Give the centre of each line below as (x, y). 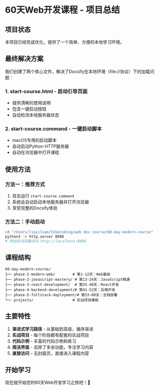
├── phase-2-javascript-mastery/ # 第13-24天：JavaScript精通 (68, 279)
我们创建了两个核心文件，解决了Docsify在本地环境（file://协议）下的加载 (78, 71)
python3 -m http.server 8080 (35, 237)
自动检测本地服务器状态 (35, 115)
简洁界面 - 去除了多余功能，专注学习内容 (53, 347)
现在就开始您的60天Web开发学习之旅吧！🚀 (48, 383)
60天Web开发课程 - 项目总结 (62, 10)
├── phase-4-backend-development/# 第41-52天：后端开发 (60, 290)
